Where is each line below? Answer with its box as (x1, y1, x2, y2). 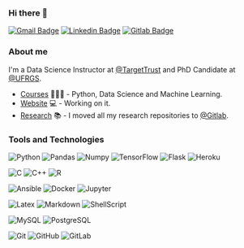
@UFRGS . (8, 73, 42, 83)
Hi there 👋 (8, 7, 49, 19)
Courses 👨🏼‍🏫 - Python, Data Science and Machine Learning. (19, 89, 223, 98)
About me (8, 46, 49, 58)
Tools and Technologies (8, 133, 105, 145)
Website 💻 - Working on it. (19, 98, 111, 108)
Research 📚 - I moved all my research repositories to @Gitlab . (19, 110, 229, 120)
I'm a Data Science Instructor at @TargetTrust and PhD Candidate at (8, 64, 236, 74)
